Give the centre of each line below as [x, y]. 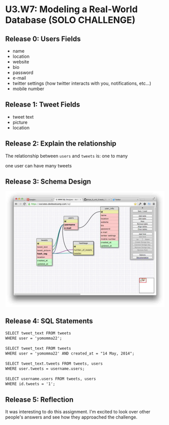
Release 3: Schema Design [48, 182]
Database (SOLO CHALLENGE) [70, 20]
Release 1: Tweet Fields [43, 105]
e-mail [19, 78]
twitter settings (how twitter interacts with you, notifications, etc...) [82, 83]
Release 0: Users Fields [43, 39]
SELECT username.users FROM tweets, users [51, 379]
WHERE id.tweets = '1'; [30, 384]
